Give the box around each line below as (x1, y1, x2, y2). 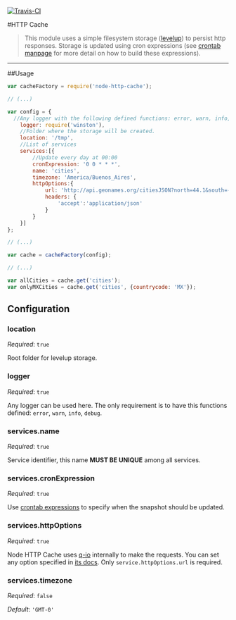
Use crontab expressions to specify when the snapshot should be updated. (7, 503, 225, 512)
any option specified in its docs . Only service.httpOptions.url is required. (7, 557, 223, 566)
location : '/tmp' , (20, 135, 74, 142)
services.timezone (7, 575, 72, 585)
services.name (7, 426, 60, 436)
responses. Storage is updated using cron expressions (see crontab (24, 42, 221, 49)
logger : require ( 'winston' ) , (20, 121, 105, 128)
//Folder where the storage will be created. (20, 128, 156, 135)
